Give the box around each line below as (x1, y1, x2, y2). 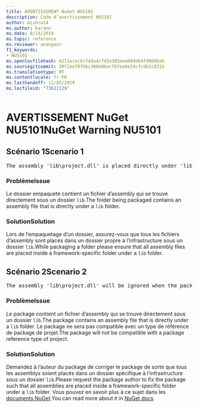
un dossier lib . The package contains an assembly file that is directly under (6, 316, 189, 323)
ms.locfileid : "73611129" (6, 86, 70, 91)
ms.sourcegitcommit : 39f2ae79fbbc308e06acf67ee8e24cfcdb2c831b (6, 63, 165, 70)
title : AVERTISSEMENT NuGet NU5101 (6, 8, 94, 15)
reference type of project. (6, 335, 69, 342)
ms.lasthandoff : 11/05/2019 (6, 80, 75, 86)
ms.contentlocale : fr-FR (6, 74, 67, 80)
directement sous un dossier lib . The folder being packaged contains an (6, 196, 181, 203)
